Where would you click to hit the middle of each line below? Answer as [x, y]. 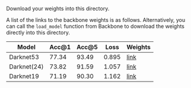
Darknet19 [24, 76]
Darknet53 [24, 57]
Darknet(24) [26, 66]
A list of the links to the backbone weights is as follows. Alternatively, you [96, 20]
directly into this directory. [38, 32]
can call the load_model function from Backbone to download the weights [95, 26]
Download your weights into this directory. [58, 9]
